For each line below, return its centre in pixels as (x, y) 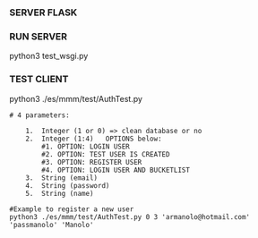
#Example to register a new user (72, 209)
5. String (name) (60, 193)
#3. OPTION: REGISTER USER (92, 162)
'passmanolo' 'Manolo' (52, 225)
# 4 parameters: (39, 115)
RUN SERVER (39, 36)
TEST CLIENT (39, 80)
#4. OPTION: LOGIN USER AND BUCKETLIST (116, 170)
